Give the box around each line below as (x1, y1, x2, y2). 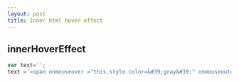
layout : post (7, 10, 46, 18)
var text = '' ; (7, 61, 46, 69)
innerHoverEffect (7, 43, 86, 55)
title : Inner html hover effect (7, 17, 103, 24)
